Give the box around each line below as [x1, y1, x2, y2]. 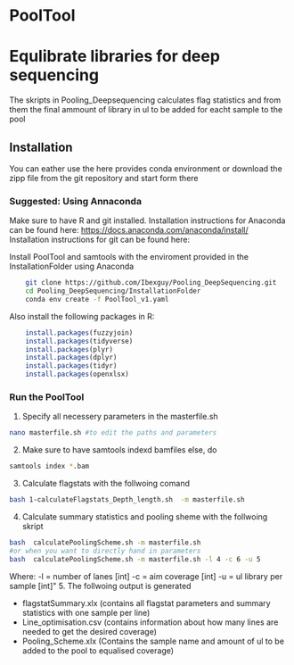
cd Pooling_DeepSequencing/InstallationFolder [25, 287, 201, 295]
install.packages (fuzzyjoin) [25, 328, 134, 337]
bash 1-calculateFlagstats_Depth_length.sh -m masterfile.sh [9, 495, 245, 504]
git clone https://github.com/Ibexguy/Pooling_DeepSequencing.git [25, 278, 277, 287]
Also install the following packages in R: [9, 311, 155, 321]
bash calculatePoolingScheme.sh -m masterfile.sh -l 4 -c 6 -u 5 [9, 554, 261, 563]
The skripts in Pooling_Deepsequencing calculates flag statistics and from [9, 95, 282, 105]
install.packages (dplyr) [25, 353, 118, 362]
